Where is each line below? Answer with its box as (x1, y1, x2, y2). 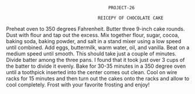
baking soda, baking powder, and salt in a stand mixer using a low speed (6, 38, 182, 44)
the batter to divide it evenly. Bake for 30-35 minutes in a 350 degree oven (6, 62, 186, 69)
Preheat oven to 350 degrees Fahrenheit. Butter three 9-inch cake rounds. (6, 26, 186, 32)
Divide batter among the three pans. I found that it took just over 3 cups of (6, 57, 185, 63)
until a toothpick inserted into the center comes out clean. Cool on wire (6, 69, 177, 75)
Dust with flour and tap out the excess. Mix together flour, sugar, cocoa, (6, 32, 180, 39)
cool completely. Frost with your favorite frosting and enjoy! (6, 81, 150, 88)
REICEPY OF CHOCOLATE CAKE (97, 15, 164, 21)
